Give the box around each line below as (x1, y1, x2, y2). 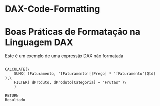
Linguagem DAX (5, 37, 73, 48)
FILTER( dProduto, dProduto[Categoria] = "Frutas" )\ (14, 80, 127, 85)
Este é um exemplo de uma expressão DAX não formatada (5, 53, 124, 59)
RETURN (5, 93, 19, 98)
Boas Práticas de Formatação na (5, 26, 141, 38)
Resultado (5, 98, 26, 103)
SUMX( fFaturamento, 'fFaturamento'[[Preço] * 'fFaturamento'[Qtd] (14, 71, 156, 76)
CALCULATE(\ (5, 67, 30, 72)
